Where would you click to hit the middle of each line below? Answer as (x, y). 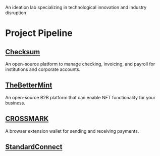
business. (15, 103)
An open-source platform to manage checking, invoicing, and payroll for (80, 64)
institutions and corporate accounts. (43, 69)
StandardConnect (34, 147)
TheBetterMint (29, 85)
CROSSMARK (27, 119)
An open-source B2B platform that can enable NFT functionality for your (80, 97)
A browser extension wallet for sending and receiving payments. (72, 131)
